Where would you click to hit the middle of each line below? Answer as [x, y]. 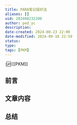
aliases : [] [17, 14]
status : [13, 41]
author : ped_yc [20, 23]
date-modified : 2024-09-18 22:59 [39, 37]
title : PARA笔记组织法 [26, 9]
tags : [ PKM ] [17, 50]
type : [10, 46]
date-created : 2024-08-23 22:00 [38, 32]
